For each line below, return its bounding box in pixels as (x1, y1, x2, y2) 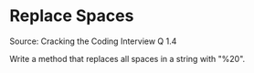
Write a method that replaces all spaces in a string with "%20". (9, 53, 246, 64)
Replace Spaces (9, 5, 134, 26)
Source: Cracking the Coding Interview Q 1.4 (9, 36, 177, 47)
